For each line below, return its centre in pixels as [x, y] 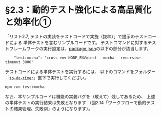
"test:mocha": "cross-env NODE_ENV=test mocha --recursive [77, 58]
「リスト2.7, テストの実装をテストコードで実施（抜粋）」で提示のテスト [76, 36]
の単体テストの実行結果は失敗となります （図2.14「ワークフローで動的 [76, 102]
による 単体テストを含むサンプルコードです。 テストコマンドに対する [78, 42]
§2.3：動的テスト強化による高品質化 [78, 10]
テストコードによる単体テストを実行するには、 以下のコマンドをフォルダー [80, 71]
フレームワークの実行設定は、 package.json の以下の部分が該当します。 [80, 49]
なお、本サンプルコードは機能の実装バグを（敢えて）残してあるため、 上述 [80, 96]
